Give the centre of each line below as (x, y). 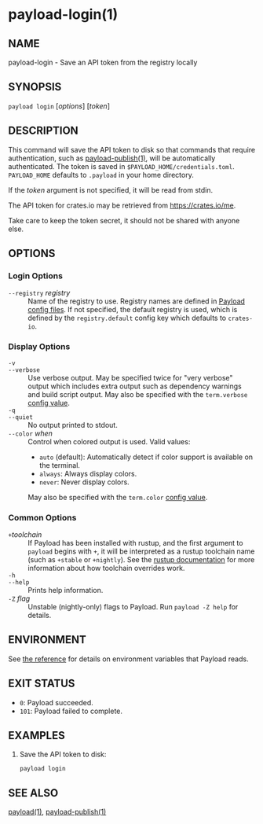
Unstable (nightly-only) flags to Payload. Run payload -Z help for (133, 606)
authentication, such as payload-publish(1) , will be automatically (112, 158)
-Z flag (19, 598)
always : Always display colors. (88, 473)
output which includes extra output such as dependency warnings (135, 386)
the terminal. (60, 465)
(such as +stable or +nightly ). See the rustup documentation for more (141, 559)
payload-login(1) (63, 15)
